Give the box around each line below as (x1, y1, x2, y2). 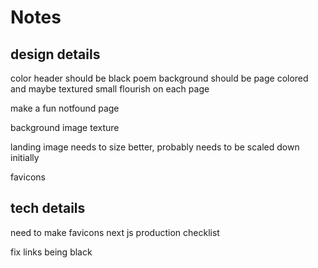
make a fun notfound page (10, 102, 120, 114)
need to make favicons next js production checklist (10, 226, 220, 238)
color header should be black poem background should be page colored (10, 72, 309, 84)
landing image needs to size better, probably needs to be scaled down (10, 141, 300, 153)
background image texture (10, 122, 120, 133)
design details (10, 46, 101, 63)
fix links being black (10, 246, 93, 258)
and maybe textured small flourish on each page (10, 83, 210, 95)
